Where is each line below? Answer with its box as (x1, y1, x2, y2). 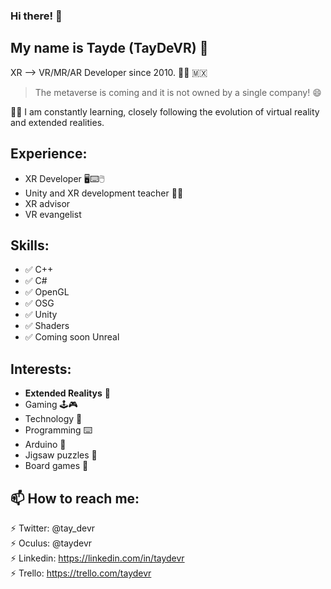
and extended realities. (10, 116, 105, 128)
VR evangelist (24, 208, 82, 220)
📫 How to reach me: (10, 490, 140, 507)
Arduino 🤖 (24, 439, 67, 451)
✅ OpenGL (24, 286, 70, 298)
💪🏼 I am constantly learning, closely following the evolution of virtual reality (10, 105, 320, 118)
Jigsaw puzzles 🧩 (24, 449, 98, 461)
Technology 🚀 (24, 413, 83, 425)
